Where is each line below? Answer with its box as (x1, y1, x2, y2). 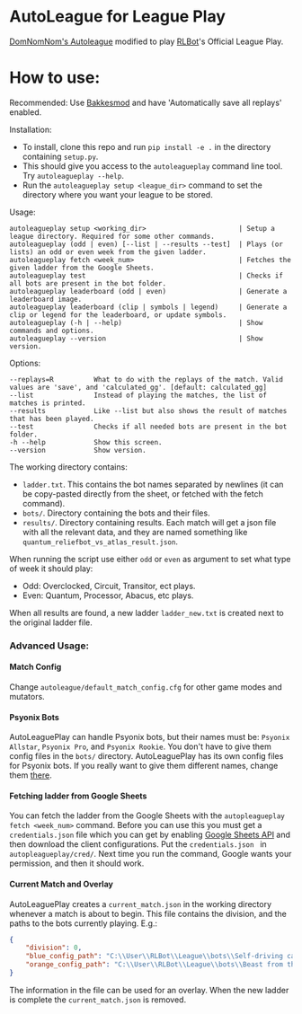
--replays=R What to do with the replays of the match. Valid (9, 375, 283, 384)
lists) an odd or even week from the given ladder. (9, 247, 207, 257)
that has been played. (9, 414, 94, 423)
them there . (9, 770, 52, 780)
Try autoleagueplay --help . (22, 170, 124, 181)
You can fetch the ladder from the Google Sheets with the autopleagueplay (9, 810, 285, 821)
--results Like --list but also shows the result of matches (9, 406, 288, 415)
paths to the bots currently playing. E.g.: (9, 918, 158, 929)
